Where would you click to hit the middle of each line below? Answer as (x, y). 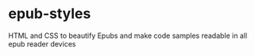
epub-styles (50, 14)
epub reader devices (42, 43)
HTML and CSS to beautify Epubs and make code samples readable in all (128, 35)
